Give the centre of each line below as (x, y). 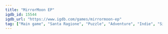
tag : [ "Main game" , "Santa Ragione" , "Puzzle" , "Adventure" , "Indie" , (80, 24)
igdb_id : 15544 (21, 14)
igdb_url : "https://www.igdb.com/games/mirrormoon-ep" (63, 19)
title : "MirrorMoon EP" (30, 10)
